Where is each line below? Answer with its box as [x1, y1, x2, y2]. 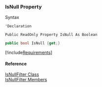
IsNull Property [5, 3, 42, 10]
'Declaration [5, 24, 32, 29]
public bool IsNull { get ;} [5, 41, 60, 46]
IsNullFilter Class [5, 71, 39, 77]
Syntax [5, 15, 20, 20]
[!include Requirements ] [5, 50, 52, 55]
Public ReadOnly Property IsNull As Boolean [5, 33, 98, 37]
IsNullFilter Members [5, 77, 48, 83]
